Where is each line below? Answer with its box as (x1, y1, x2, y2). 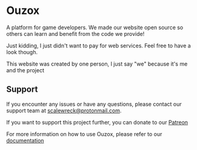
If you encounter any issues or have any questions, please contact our (6, 100, 182, 107)
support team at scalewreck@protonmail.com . (6, 107, 122, 114)
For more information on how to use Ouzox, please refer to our (6, 130, 162, 137)
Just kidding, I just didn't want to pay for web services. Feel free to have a (6, 42, 191, 49)
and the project (6, 66, 44, 73)
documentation (6, 137, 44, 144)
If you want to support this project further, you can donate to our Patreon (6, 118, 189, 126)
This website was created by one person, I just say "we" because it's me (6, 60, 188, 67)
